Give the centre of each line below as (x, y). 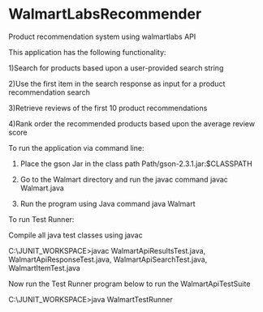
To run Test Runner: (41, 219)
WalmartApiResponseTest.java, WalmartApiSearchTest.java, (108, 259)
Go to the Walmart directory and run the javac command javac (124, 179)
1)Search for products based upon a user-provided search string (116, 68)
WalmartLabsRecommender (105, 14)
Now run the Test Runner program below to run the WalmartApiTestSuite (129, 284)
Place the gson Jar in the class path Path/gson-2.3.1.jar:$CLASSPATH (136, 164)
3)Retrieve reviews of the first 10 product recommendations (108, 108)
